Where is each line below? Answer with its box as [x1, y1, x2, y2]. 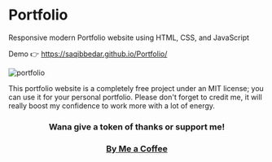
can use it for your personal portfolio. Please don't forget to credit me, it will [8, 92, 262, 102]
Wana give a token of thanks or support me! [48, 120, 226, 132]
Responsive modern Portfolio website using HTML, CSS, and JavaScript [8, 33, 250, 42]
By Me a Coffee [105, 142, 169, 154]
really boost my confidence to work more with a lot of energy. [8, 100, 216, 111]
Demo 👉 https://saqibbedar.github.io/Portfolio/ [8, 49, 168, 59]
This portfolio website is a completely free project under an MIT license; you [8, 83, 265, 93]
